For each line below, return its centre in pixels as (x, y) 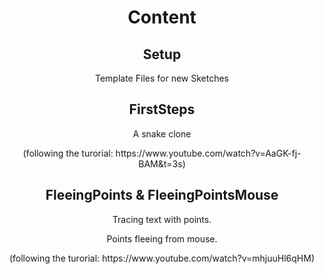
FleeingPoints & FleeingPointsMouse (162, 195)
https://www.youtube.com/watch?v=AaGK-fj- (208, 153)
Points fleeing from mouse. (162, 238)
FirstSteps (162, 109)
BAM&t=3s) (162, 163)
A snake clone (162, 133)
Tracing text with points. (162, 219)
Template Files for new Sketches (161, 78)
